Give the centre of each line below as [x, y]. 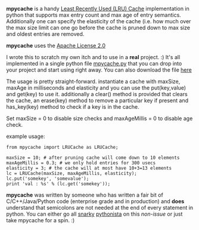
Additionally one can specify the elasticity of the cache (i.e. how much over [99, 21]
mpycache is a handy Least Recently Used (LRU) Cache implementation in [98, 9]
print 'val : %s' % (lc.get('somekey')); [58, 184]
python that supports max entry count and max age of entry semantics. [94, 15]
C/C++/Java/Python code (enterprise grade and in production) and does [95, 201]
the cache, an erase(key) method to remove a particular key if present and [97, 100]
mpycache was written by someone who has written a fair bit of [85, 195]
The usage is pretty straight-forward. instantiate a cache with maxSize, [93, 81]
